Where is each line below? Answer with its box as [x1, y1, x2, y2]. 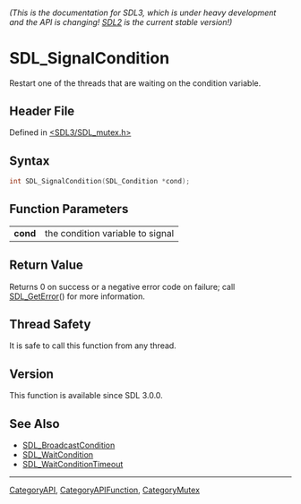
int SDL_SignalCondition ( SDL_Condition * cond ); [9, 177, 191, 186]
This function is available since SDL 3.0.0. [9, 390, 163, 401]
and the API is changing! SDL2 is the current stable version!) [9, 16, 233, 27]
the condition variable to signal [44, 226, 175, 239]
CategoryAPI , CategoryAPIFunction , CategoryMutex [9, 484, 200, 496]
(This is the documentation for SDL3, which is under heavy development [9, 7, 277, 18]
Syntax [9, 153, 50, 168]
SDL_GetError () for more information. [9, 291, 146, 302]
